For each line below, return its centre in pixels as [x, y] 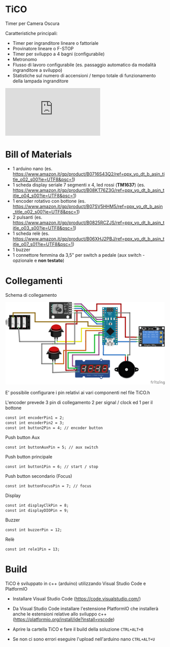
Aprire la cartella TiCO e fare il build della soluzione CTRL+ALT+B [78, 629]
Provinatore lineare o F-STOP [43, 48]
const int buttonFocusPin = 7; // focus [49, 486]
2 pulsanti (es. [27, 217]
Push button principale [29, 456]
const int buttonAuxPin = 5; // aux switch [52, 447]
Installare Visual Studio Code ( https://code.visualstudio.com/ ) [77, 599]
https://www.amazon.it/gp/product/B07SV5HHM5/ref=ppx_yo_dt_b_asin [88, 206]
